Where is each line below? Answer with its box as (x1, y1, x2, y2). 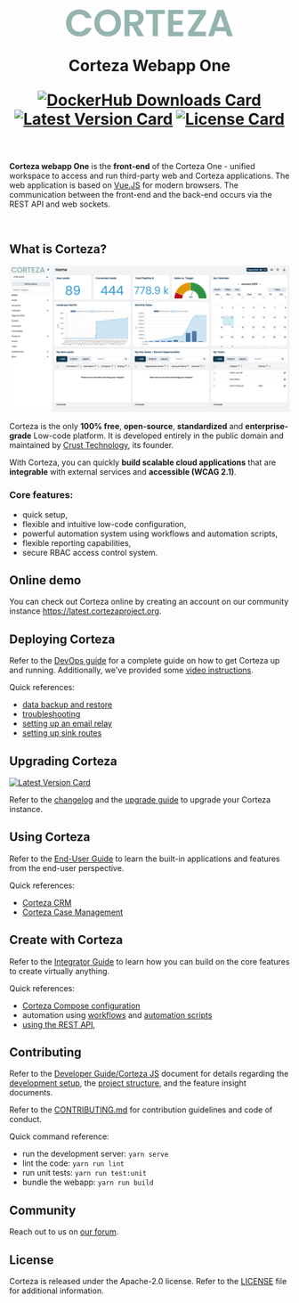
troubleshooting (21, 709, 81, 720)
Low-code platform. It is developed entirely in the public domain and (33, 430, 284, 441)
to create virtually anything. (9, 965, 109, 976)
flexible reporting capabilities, (21, 537, 132, 548)
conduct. (9, 1114, 43, 1125)
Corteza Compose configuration (21, 1000, 141, 1011)
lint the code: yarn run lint (21, 1158, 125, 1169)
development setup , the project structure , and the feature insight (9, 1078, 246, 1088)
